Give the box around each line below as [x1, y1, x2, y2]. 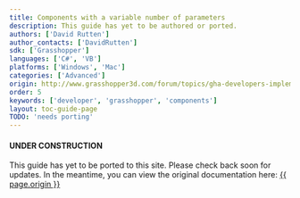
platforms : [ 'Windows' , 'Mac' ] [9, 63, 126, 72]
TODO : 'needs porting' [9, 112, 94, 121]
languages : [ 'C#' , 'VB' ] [9, 54, 102, 63]
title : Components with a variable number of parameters [9, 12, 226, 22]
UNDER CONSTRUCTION [9, 140, 103, 151]
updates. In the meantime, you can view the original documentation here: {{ [9, 169, 287, 180]
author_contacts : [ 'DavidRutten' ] [9, 37, 138, 47]
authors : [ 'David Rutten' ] [9, 29, 110, 38]
